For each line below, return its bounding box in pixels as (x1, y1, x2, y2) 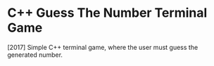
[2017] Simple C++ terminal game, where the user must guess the (7, 43, 199, 51)
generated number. (7, 51, 63, 59)
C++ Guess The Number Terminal (7, 5, 208, 21)
